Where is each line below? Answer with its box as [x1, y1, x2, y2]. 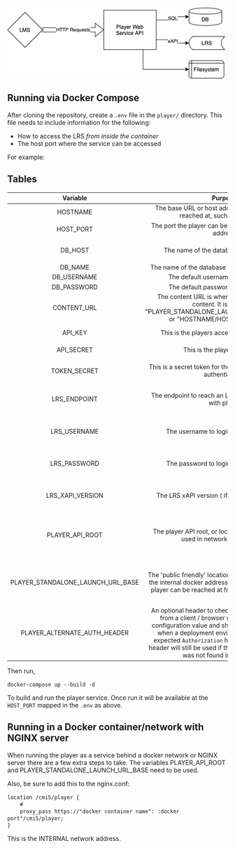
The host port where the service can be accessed [17, 139, 162, 147]
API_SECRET [56, 345, 93, 354]
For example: [7, 152, 45, 161]
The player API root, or [152, 527, 218, 536]
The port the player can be [151, 221, 228, 230]
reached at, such [179, 211, 228, 220]
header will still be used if [148, 644, 222, 652]
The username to [165, 427, 215, 435]
